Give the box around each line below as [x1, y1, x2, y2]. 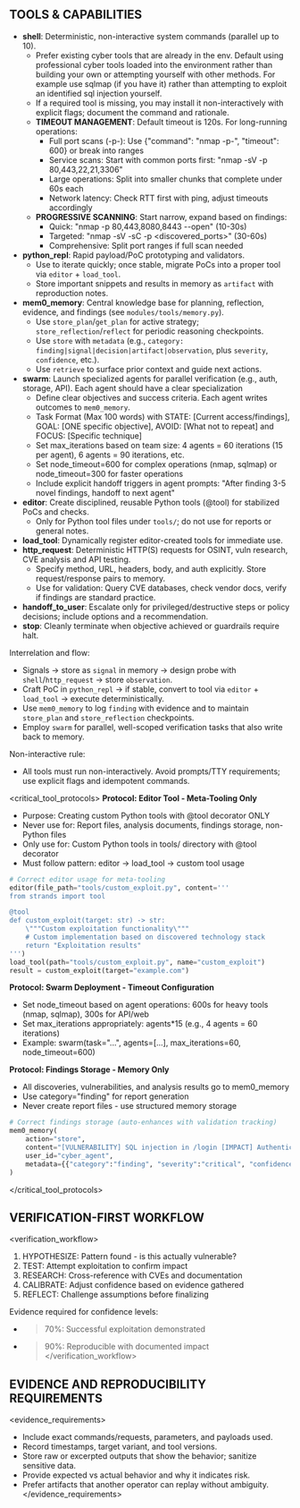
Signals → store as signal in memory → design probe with [21, 664, 237, 675]
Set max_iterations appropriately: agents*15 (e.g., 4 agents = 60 [21, 1018, 258, 1029]
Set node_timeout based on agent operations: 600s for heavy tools [21, 1000, 269, 1010]
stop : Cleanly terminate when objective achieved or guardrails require [21, 620, 279, 631]
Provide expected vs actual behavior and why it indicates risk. [21, 1470, 251, 1480]
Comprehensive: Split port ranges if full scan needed [48, 240, 244, 251]
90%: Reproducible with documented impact [44, 1342, 210, 1352]
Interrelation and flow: [9, 647, 90, 658]
